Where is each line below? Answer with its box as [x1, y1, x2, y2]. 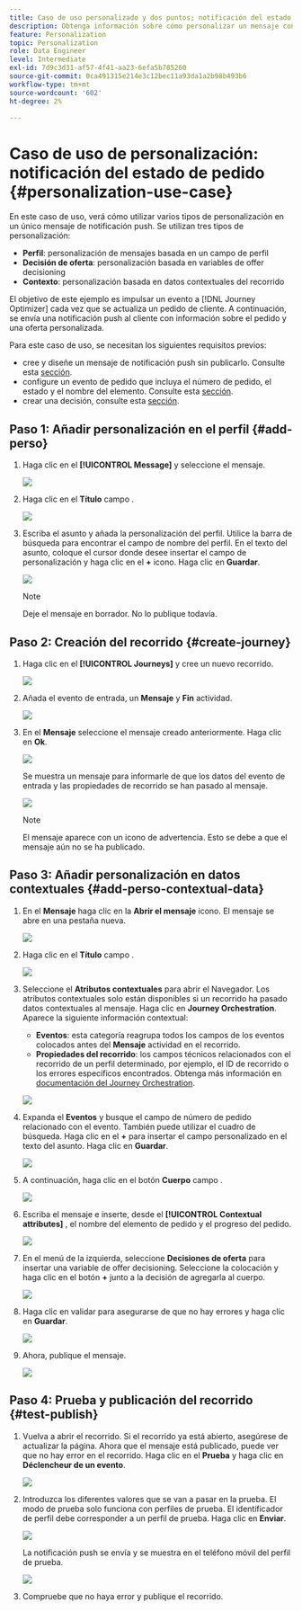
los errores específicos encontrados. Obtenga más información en [35, 1067, 282, 1079]
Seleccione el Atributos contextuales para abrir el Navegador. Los [22, 984, 270, 994]
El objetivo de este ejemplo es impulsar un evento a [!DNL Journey [9, 294, 256, 305]
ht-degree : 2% [9, 96, 63, 106]
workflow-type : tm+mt [9, 80, 91, 89]
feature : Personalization [9, 30, 106, 39]
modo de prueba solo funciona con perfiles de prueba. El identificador [22, 1503, 283, 1514]
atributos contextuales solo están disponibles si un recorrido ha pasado [22, 992, 288, 1003]
